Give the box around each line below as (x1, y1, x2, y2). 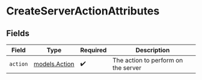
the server (112, 64, 142, 72)
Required (80, 46, 107, 54)
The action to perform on (112, 56, 183, 64)
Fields (6, 28, 30, 38)
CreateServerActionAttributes (6, 4, 160, 18)
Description (135, 46, 170, 54)
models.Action (34, 60, 75, 68)
